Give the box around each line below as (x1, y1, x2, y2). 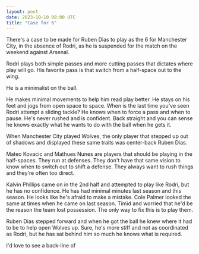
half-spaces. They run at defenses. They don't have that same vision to (6, 157, 181, 164)
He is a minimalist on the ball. (6, 84, 78, 92)
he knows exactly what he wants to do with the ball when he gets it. (6, 121, 172, 128)
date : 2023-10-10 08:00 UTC (6, 14, 76, 20)
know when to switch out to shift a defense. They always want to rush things (6, 163, 194, 170)
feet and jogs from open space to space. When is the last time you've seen (6, 102, 189, 109)
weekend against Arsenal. (6, 49, 70, 56)
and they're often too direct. (6, 170, 75, 177)
